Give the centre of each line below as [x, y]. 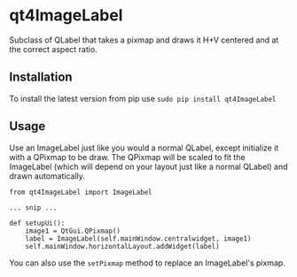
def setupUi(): [37, 223]
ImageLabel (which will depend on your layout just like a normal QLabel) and [148, 166]
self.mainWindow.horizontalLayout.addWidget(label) [122, 246]
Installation [41, 77]
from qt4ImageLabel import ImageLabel [81, 192]
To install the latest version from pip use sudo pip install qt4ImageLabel [143, 98]
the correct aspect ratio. [53, 49]
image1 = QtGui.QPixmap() [73, 231]
